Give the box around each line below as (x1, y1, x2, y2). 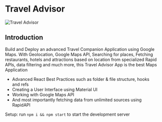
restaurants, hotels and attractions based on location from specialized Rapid (5, 57, 157, 62)
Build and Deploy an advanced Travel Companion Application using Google (5, 46, 155, 52)
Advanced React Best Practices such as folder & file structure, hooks (12, 76, 150, 82)
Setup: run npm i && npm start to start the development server (5, 111, 130, 117)
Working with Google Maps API (12, 91, 74, 97)
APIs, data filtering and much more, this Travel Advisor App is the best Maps (5, 61, 157, 67)
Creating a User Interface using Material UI (12, 86, 98, 92)
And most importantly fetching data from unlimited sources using (12, 97, 142, 103)
